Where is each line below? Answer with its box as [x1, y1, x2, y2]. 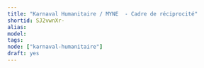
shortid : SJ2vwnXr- [7, 17, 65, 24]
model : [7, 30, 27, 38]
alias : [7, 23, 27, 30]
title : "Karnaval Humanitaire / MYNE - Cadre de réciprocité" [7, 10, 198, 18]
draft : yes [7, 50, 40, 57]
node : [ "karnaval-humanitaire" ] [7, 43, 103, 50]
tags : [7, 37, 23, 44]
